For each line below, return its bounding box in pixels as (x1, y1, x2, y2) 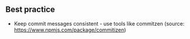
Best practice (5, 5, 56, 15)
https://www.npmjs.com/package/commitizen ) (13, 26, 126, 33)
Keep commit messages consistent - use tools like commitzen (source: (13, 20, 185, 27)
